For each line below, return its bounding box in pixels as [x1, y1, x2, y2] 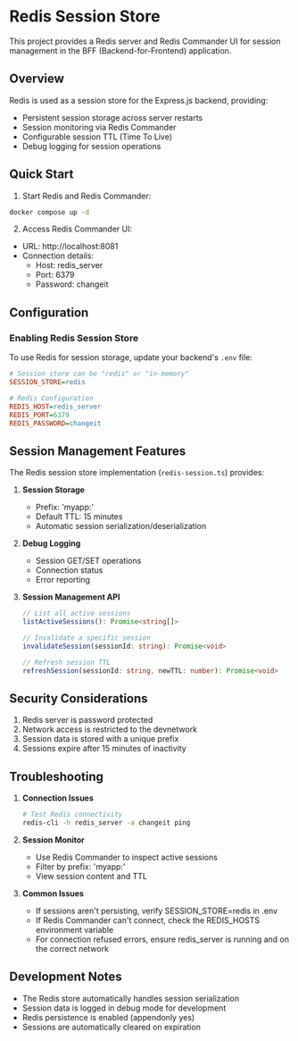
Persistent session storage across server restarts [21, 112, 203, 122]
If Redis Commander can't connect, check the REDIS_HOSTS [35, 914, 261, 926]
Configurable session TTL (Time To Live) [21, 131, 172, 142]
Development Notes [9, 970, 122, 985]
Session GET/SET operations [35, 556, 142, 567]
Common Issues [21, 887, 85, 899]
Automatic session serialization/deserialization [35, 521, 207, 532]
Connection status [35, 565, 103, 575]
